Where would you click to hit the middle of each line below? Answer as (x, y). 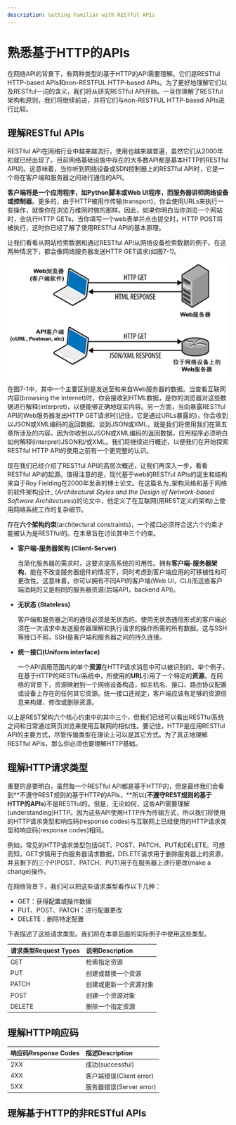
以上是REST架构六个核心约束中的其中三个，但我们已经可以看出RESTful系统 (116, 717)
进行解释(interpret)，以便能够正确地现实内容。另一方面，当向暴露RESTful (119, 406)
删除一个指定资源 (110, 1007)
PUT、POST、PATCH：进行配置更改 (70, 910)
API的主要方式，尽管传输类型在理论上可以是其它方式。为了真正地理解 (108, 735)
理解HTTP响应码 (43, 1033)
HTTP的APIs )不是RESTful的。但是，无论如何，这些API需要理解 (99, 803)
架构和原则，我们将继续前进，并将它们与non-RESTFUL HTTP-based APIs (113, 100)
